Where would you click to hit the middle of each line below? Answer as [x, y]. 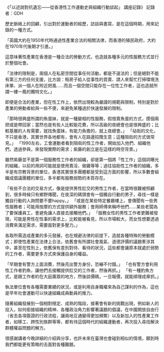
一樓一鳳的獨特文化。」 [32, 92]
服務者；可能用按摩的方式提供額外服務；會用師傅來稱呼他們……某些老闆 [81, 207]
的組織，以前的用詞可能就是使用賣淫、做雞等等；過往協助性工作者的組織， [80, 166]
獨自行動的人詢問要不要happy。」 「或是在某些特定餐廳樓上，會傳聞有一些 [79, 200]
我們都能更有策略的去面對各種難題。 [41, 344]
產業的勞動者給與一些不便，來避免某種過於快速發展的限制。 [65, 108]
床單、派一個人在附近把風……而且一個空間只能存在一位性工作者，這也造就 [79, 85]
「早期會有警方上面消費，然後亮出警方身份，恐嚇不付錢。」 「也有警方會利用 [82, 264]
